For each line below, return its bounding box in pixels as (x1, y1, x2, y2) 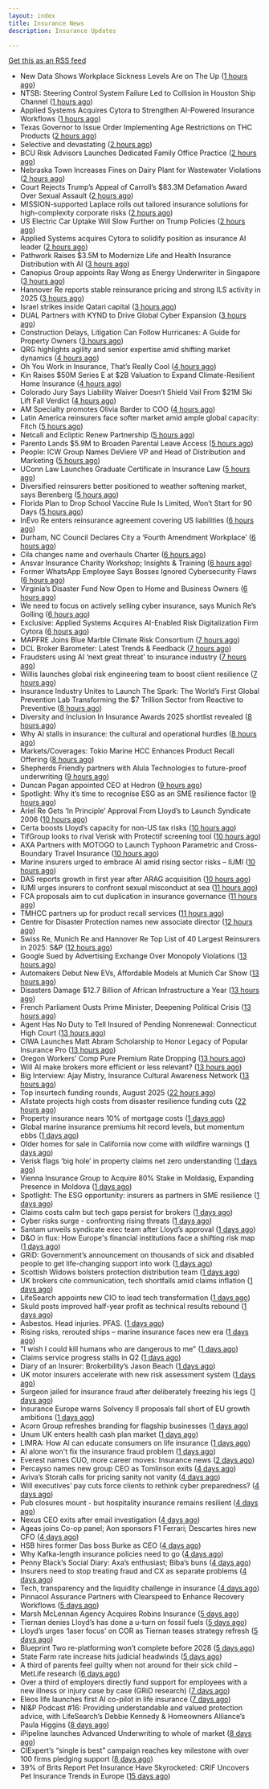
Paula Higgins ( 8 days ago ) (19, 1720, 110, 1730)
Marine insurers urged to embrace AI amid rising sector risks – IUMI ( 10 (19, 857, 255, 867)
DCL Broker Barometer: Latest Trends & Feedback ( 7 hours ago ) (19, 644, 232, 654)
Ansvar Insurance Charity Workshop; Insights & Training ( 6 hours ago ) (19, 558, 253, 568)
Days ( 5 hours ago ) (19, 507, 84, 517)
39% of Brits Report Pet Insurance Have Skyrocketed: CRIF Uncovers (19, 1762, 250, 1773)
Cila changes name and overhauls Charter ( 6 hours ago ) (19, 550, 206, 560)
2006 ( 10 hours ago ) (19, 814, 88, 824)
